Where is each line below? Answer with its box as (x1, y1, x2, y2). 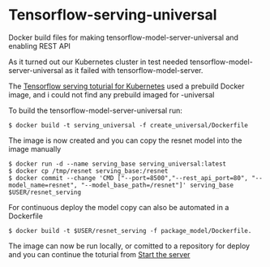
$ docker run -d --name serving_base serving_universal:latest (8, 160, 227, 168)
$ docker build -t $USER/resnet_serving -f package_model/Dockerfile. (8, 226, 252, 235)
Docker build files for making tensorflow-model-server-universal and (8, 32, 239, 42)
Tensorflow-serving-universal (8, 6, 217, 24)
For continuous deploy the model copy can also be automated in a (8, 202, 229, 212)
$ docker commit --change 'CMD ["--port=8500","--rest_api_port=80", (8, 174, 249, 182)
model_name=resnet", (8, 181, 79, 189)
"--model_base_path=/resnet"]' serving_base (80, 181, 234, 189)
